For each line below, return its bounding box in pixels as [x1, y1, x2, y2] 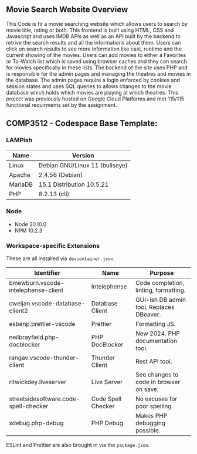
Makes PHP [135, 412, 168, 420]
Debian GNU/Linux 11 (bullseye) [38, 161, 128, 169]
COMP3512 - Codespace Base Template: [6, 119, 158, 129]
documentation [135, 337, 178, 345]
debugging [135, 419, 166, 428]
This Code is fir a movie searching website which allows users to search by [6, 20, 188, 27]
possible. [135, 426, 161, 435]
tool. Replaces [135, 303, 175, 311]
